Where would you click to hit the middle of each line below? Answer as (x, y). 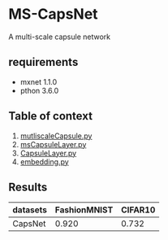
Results (28, 187)
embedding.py (44, 161)
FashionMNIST (84, 210)
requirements (43, 62)
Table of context (51, 116)
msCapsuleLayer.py (53, 144)
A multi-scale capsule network (60, 37)
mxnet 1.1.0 (39, 81)
